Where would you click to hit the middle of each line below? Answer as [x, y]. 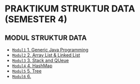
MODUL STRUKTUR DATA [46, 38]
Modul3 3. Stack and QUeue [40, 60]
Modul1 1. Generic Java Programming [50, 50]
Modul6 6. [21, 76]
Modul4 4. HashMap [32, 66]
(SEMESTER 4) [36, 19]
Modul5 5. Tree [27, 71]
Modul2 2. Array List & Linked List [46, 55]
